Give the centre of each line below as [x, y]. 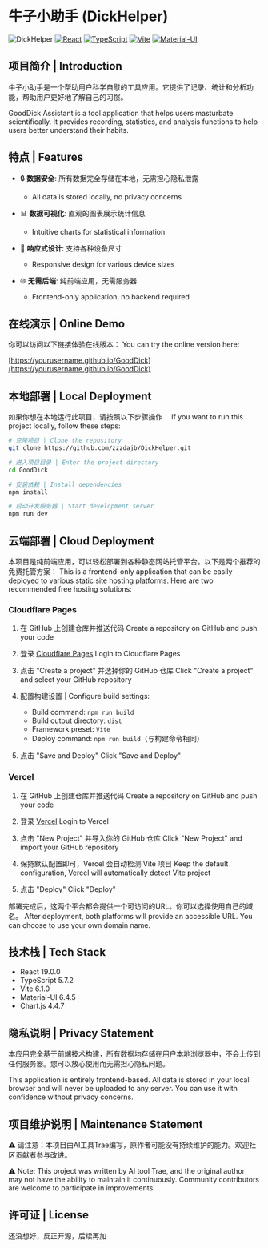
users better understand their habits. [69, 130]
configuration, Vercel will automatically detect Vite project [115, 873]
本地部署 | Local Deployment [80, 396]
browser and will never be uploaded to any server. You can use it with [123, 1089]
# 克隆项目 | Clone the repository [65, 441]
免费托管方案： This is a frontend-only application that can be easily [120, 572]
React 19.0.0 [40, 972]
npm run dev [28, 514]
